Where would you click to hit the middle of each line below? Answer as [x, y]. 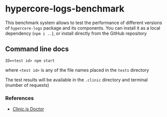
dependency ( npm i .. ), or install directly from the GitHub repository [76, 33]
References [20, 98]
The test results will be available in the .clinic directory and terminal [76, 80]
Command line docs [37, 49]
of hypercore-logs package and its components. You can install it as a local [83, 28]
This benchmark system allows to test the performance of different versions [84, 23]
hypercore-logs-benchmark [65, 9]
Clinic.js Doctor [28, 109]
